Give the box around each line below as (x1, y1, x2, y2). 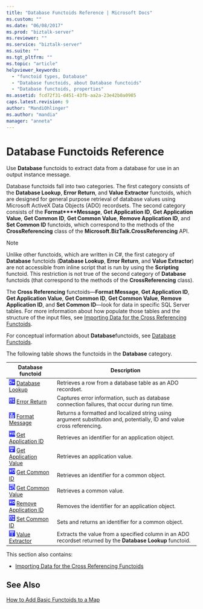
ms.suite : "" (6, 48, 39, 54)
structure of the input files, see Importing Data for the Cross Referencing (6, 314, 187, 321)
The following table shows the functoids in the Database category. (6, 350, 172, 357)
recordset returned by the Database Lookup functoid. (57, 537, 191, 544)
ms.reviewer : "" (6, 35, 47, 42)
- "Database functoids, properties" (11, 86, 104, 92)
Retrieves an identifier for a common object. (57, 471, 166, 479)
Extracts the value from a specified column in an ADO (57, 531, 190, 538)
